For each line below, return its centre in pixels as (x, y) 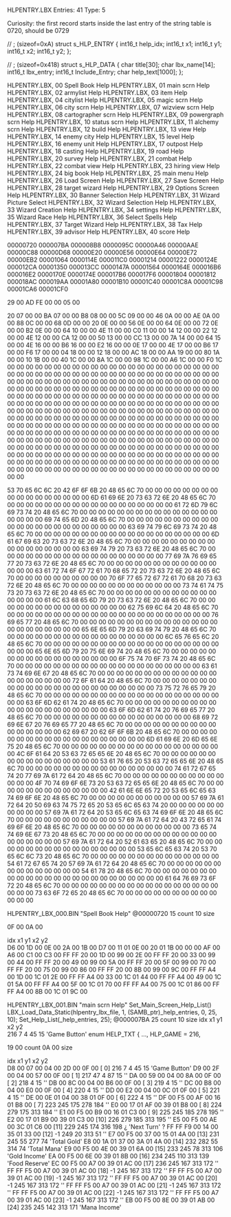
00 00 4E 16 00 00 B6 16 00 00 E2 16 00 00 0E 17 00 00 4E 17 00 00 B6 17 (113, 345)
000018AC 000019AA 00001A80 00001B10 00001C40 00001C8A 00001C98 (115, 282)
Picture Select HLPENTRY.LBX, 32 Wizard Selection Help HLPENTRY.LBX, (112, 202)
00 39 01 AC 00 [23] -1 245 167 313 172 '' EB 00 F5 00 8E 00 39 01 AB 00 (111, 1200)
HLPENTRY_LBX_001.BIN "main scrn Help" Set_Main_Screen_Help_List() (109, 1005)
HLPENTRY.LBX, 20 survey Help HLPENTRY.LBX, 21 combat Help (100, 158)
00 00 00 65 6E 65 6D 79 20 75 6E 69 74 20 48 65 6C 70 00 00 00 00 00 (112, 651)
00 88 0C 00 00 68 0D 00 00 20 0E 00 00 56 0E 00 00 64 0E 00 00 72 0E (113, 323)
